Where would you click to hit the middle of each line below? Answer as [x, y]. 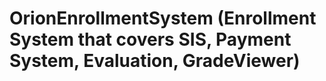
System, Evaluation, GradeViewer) [155, 61]
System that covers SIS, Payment [150, 39]
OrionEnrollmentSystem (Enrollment [163, 18]
